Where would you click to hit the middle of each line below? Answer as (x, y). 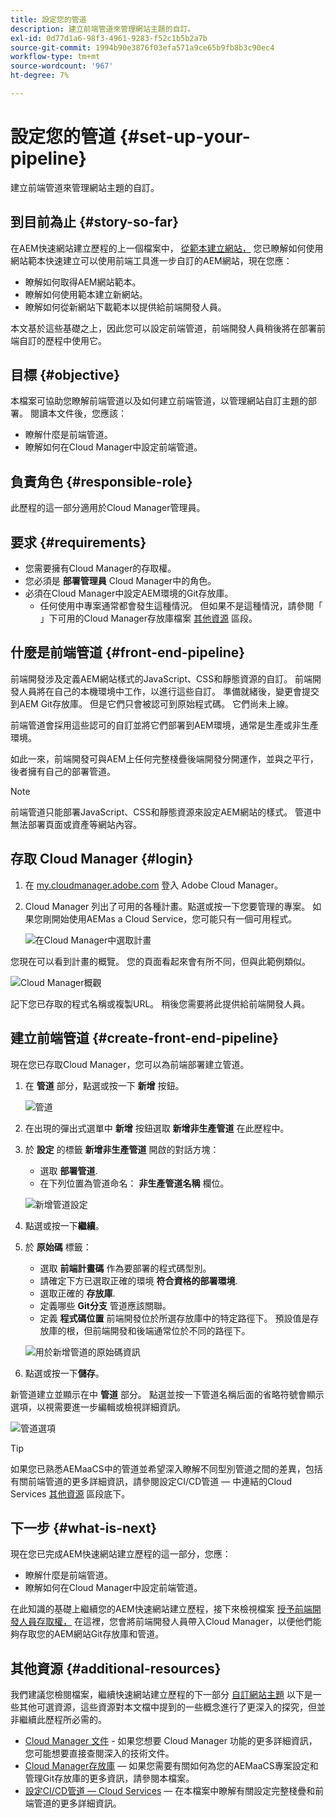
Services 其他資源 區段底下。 (70, 1493)
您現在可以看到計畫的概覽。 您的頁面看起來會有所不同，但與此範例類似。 (160, 961)
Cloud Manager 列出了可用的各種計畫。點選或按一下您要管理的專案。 (167, 906)
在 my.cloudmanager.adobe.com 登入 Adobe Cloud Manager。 (154, 885)
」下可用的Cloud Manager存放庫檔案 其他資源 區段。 (148, 618)
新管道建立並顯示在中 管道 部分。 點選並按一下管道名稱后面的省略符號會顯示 (167, 1394)
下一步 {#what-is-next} (84, 1527)
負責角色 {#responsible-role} (101, 481)
